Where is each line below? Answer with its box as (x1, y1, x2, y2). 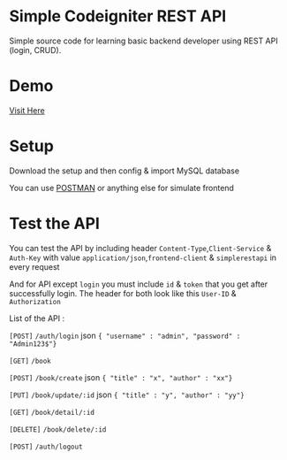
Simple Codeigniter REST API (9, 6, 227, 27)
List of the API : (9, 312, 65, 324)
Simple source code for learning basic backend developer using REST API (9, 35, 278, 46)
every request (9, 261, 60, 272)
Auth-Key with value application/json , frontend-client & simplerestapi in (9, 252, 276, 263)
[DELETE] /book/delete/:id (9, 425, 107, 434)
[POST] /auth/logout (9, 442, 83, 451)
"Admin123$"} (9, 339, 57, 349)
